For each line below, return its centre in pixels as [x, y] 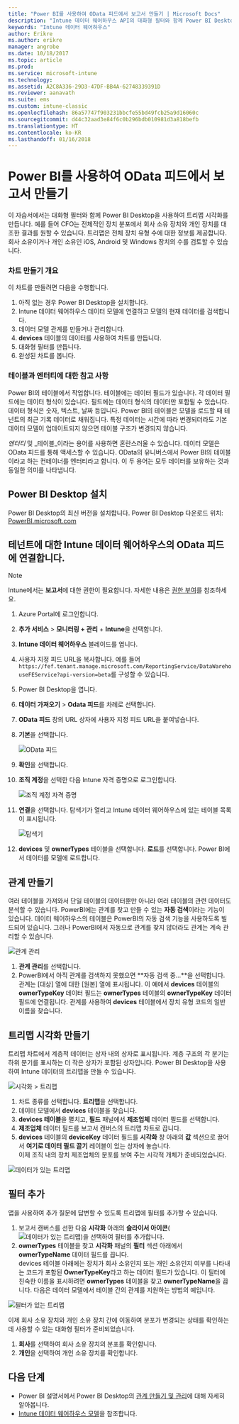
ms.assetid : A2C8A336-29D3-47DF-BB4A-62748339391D [84, 87]
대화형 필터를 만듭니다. [50, 347]
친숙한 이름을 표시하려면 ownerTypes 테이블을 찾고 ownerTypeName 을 [119, 1281]
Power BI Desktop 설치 [58, 495]
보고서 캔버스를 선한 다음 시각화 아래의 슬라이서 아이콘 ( [94, 1228]
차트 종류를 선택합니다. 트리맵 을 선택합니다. [78, 1102]
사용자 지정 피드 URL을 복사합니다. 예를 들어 [79, 660]
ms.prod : [21, 67]
